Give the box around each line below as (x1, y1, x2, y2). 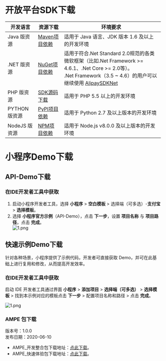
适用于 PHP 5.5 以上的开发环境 (64, 92, 135, 99)
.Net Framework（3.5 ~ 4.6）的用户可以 (64, 72, 157, 79)
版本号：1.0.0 (5, 328, 32, 334)
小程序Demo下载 (5, 151, 73, 163)
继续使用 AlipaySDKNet (64, 80, 118, 87)
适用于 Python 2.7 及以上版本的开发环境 (64, 109, 157, 116)
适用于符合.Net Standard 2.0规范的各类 (64, 50, 155, 57)
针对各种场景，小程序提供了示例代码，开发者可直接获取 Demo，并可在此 (5, 254, 153, 260)
